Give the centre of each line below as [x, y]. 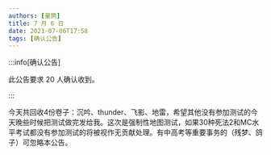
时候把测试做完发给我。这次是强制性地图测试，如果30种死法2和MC [141, 123]
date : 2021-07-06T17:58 [48, 31]
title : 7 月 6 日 [36, 23]
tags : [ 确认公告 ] [35, 38]
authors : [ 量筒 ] [34, 16]
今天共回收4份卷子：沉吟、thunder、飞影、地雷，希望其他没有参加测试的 [130, 112]
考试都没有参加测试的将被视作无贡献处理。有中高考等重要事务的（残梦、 [135, 132]
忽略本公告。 [51, 143]
